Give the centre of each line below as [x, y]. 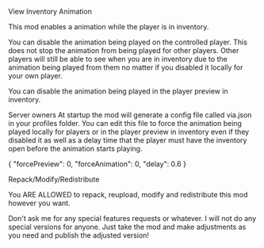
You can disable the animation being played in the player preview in [118, 91]
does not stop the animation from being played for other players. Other [124, 50]
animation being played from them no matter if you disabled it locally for [126, 67]
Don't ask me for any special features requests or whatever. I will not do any [132, 218]
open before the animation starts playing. [75, 149]
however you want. [39, 203]
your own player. [36, 76]
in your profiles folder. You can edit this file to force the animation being [125, 123]
